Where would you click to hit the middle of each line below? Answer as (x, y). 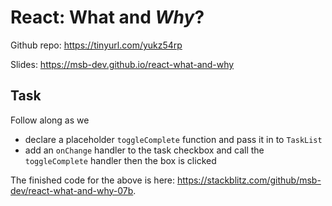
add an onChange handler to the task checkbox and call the (144, 150)
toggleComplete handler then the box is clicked (120, 160)
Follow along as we (50, 120)
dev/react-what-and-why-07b (72, 190)
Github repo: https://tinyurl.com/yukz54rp (96, 45)
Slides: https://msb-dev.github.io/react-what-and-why (122, 64)
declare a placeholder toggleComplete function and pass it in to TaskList (173, 139)
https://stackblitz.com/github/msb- (249, 180)
